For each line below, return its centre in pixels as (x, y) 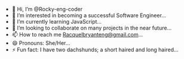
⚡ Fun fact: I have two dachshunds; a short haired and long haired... (95, 50)
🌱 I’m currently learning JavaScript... (57, 22)
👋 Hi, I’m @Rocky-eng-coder (47, 9)
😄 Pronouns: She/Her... (41, 43)
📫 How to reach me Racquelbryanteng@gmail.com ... (77, 35)
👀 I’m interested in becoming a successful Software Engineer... (89, 15)
